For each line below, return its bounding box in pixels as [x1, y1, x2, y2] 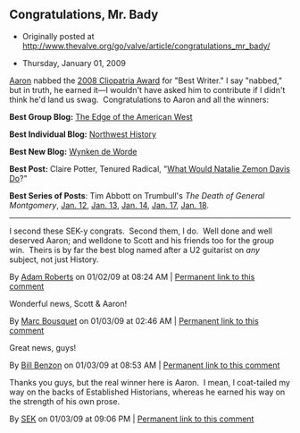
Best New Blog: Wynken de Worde [9, 146, 137, 157]
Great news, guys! [9, 342, 77, 352]
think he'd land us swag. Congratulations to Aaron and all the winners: [9, 94, 270, 105]
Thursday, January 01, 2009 [21, 57, 127, 68]
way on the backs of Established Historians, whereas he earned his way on [9, 386, 286, 397]
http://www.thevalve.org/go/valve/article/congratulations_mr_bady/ [21, 40, 271, 51]
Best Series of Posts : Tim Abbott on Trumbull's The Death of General [9, 190, 265, 200]
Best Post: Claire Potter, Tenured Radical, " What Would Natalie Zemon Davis [9, 163, 291, 174]
